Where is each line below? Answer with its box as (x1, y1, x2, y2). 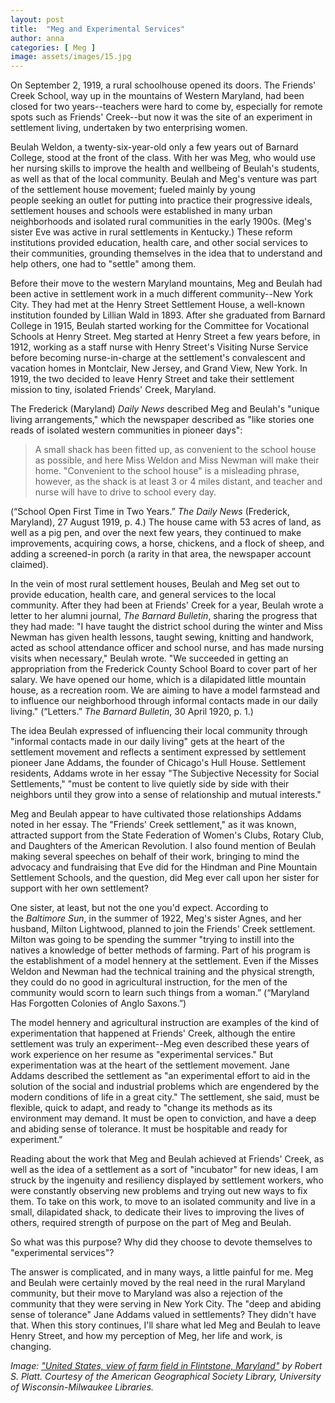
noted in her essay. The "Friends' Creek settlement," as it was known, (10, 819, 297, 831)
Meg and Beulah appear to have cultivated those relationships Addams (10, 808, 302, 820)
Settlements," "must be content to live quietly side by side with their (10, 778, 290, 790)
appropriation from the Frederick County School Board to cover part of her (10, 663, 318, 675)
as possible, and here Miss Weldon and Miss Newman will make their (34, 454, 320, 466)
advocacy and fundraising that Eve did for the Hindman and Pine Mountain (10, 861, 318, 873)
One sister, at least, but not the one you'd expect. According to (10, 902, 269, 914)
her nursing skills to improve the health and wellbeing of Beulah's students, (10, 162, 320, 175)
